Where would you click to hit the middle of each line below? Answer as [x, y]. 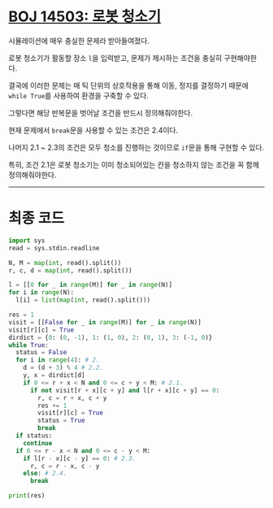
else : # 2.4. [45, 473]
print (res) [27, 496]
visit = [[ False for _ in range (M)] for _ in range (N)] [105, 322]
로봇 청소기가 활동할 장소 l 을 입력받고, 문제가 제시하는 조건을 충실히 [115, 58]
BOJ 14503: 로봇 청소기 [84, 17]
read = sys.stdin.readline [54, 248]
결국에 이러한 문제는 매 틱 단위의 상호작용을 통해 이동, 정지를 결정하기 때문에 [129, 85]
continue [38, 443]
